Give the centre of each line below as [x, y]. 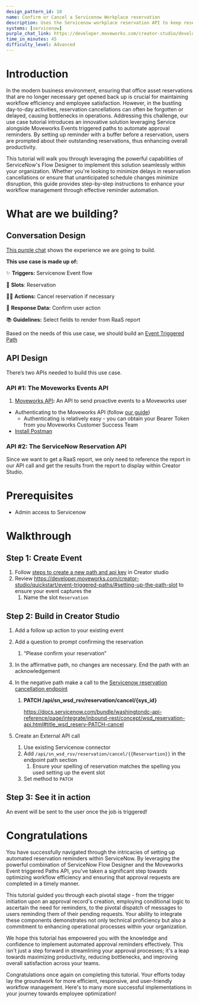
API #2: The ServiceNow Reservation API [66, 446]
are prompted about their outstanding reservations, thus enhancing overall [97, 140]
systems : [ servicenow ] [34, 28]
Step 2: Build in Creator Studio [63, 616]
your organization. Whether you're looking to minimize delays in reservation [98, 171]
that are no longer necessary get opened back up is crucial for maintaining [97, 97]
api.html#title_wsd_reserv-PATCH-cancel [74, 724]
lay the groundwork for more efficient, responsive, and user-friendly [89, 980]
